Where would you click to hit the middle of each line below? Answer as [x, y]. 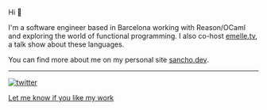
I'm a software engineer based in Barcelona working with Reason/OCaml [127, 27]
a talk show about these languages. [66, 44]
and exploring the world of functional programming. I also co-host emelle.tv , [133, 36]
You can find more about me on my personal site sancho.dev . [108, 60]
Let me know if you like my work [61, 98]
